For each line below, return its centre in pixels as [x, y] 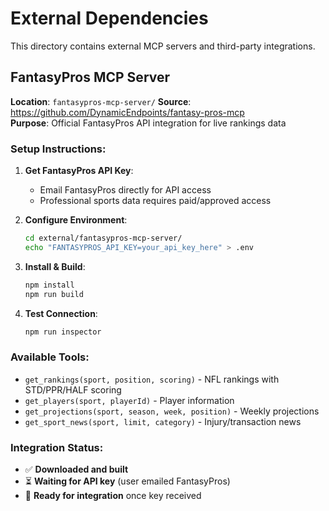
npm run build [54, 294]
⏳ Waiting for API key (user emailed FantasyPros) [127, 481]
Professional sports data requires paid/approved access [155, 201]
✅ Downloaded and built [76, 469]
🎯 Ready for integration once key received [113, 496]
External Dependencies [109, 18]
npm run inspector [63, 332]
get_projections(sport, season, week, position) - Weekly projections [172, 411]
